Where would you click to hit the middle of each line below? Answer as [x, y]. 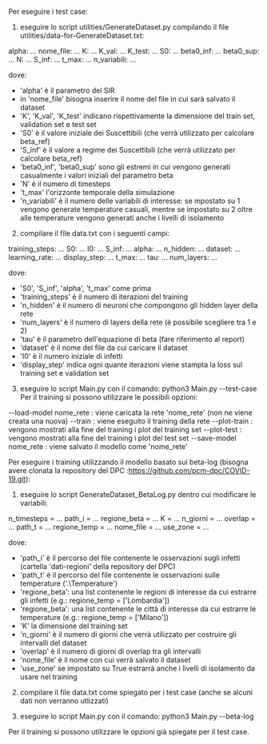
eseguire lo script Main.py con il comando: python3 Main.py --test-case [138, 388]
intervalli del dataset [53, 643]
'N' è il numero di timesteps [65, 184]
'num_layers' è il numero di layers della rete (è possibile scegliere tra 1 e [138, 322]
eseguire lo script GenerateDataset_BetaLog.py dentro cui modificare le [138, 494]
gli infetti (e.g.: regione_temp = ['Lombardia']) [95, 600]
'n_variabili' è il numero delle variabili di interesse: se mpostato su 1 [130, 201]
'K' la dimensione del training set [74, 626]
